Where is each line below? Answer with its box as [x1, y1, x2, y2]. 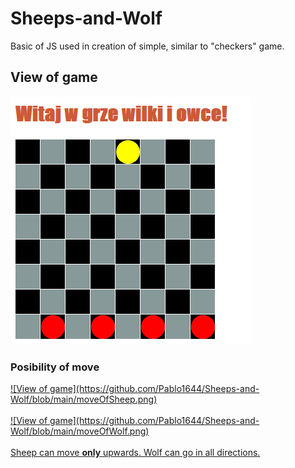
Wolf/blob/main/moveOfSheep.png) [10, 393, 158, 406]
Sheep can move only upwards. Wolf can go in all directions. [10, 447, 261, 459]
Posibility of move [10, 360, 100, 374]
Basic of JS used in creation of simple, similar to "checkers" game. [10, 40, 285, 52]
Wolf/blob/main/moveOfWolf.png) [10, 425, 150, 437]
